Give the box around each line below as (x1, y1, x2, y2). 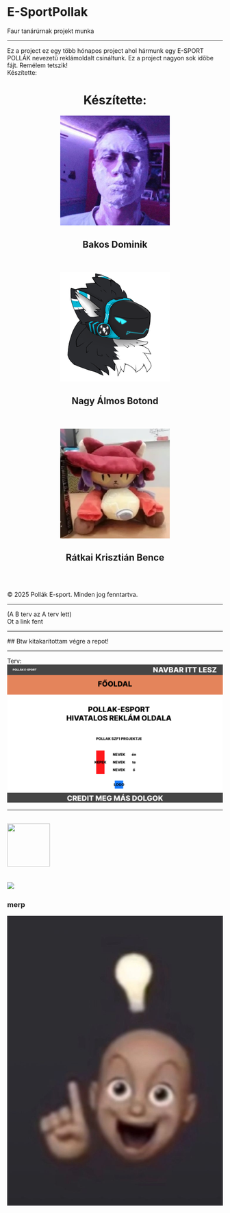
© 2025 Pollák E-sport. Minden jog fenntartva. (7, 591, 138, 599)
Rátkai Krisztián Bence (66, 552, 164, 563)
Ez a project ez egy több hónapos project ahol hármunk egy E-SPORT (7, 46, 204, 55)
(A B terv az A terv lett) (7, 610, 72, 618)
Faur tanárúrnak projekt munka (7, 27, 94, 35)
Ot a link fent (7, 617, 43, 626)
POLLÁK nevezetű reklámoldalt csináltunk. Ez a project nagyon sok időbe (7, 54, 214, 62)
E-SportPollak (7, 4, 88, 20)
